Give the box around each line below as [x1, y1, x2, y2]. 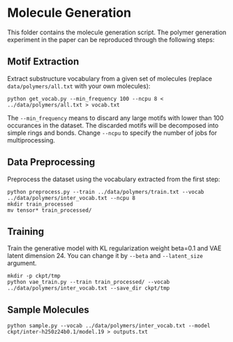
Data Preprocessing [7, 156, 96, 169]
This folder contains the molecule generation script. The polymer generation [7, 28, 227, 36]
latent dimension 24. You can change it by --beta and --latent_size [7, 252, 204, 260]
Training [7, 225, 45, 237]
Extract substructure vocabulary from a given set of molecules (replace [7, 74, 213, 83]
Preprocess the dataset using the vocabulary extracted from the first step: [7, 175, 220, 183]
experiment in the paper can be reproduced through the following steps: [7, 35, 215, 43]
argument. [7, 259, 37, 267]
